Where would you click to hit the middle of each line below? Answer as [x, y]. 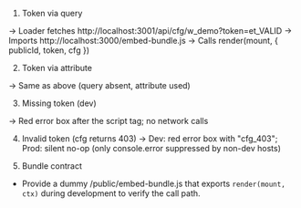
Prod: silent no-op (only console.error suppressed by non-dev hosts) [151, 148]
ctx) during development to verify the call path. [111, 193]
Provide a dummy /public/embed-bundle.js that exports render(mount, [154, 183]
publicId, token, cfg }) [49, 50]
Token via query [52, 13]
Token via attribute [57, 68]
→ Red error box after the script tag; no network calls [109, 121]
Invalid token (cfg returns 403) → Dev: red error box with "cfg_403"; [150, 139]
